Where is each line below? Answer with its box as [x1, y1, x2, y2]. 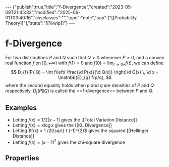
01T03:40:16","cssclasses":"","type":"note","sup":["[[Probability [5, 15, 137, 21]
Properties [5, 154, 39, 162]
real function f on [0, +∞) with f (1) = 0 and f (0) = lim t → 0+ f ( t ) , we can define [5, 60, 164, 67]
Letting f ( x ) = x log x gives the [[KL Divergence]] [12, 122, 112, 129]
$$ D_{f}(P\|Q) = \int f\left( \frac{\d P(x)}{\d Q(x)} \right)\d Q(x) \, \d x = [11, 69, 159, 75]
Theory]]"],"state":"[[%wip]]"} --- [5, 20, 76, 26]
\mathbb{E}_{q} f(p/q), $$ [58, 74, 112, 80]
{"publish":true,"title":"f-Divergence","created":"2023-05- [12, 4, 133, 10]
